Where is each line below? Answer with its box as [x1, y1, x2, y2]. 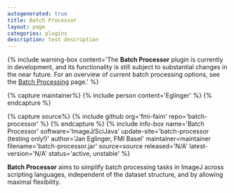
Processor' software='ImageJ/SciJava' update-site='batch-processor [7, 127, 209, 136]
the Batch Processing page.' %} [7, 78, 100, 86]
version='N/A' [7, 150, 47, 158]
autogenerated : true [7, 10, 68, 17]
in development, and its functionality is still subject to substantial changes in [7, 63, 228, 71]
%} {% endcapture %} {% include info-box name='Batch [39, 120, 205, 128]
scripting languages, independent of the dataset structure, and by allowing [7, 171, 223, 179]
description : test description [7, 36, 99, 43]
